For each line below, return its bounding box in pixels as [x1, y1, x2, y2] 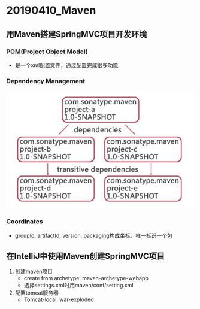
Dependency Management [6, 77, 86, 85]
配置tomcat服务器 [14, 289, 59, 296]
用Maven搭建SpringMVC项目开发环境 [6, 29, 147, 39]
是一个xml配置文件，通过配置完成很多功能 [14, 61, 119, 69]
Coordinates [6, 217, 43, 226]
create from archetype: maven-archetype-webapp [23, 275, 149, 282]
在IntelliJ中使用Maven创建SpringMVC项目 [6, 251, 165, 261]
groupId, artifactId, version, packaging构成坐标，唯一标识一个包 [14, 232, 172, 239]
